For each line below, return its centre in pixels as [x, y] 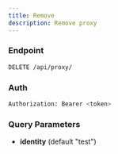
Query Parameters [44, 124]
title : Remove [32, 15]
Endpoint [26, 51]
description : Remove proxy [53, 23]
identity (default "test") [58, 142]
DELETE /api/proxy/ [40, 67]
